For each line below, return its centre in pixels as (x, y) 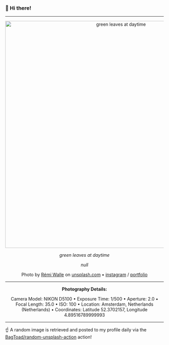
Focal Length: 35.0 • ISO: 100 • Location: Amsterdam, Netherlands (84, 304)
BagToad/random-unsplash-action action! (49, 337)
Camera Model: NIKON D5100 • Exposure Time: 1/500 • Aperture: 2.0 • (84, 299)
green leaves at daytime (84, 255)
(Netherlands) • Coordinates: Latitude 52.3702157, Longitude (84, 310)
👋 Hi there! (18, 8)
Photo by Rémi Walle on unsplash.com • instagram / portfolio (84, 275)
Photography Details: (84, 289)
